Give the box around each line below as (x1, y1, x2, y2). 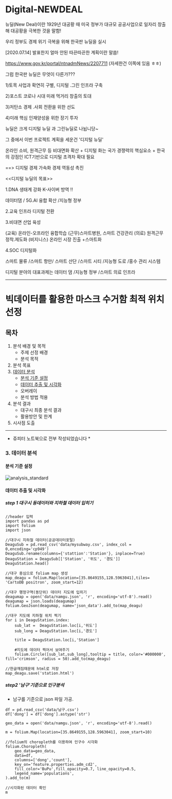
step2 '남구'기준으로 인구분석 (5, 682, 64, 688)
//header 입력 (5, 514, 33, 519)
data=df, (14, 753, 33, 758)
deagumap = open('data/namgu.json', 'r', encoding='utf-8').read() (5, 594, 153, 599)
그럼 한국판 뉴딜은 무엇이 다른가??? (5, 71, 75, 77)
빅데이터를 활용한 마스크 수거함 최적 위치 (5, 293, 165, 305)
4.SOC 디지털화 (5, 247, 37, 253)
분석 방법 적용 (20, 394, 48, 400)
